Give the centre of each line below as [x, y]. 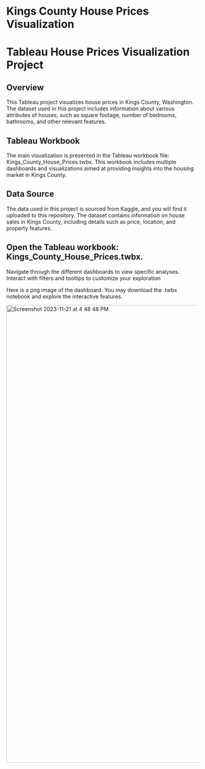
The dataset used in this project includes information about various [91, 109]
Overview [25, 88]
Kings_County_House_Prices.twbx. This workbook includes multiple [92, 162]
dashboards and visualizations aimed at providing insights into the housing [100, 168]
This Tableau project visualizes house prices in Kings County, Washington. [100, 102]
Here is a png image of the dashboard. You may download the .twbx [92, 290]
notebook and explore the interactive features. [65, 296]
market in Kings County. [37, 175]
